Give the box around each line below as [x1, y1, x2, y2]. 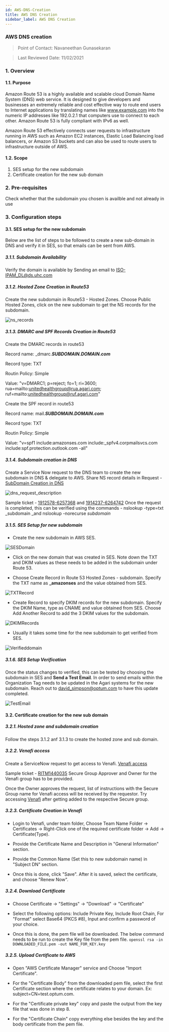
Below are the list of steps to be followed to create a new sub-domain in [5, 237, 155, 244]
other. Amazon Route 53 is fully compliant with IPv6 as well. [5, 117, 130, 124]
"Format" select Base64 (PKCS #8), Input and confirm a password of [12, 916, 156, 922]
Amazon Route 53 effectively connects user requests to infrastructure [5, 127, 150, 134]
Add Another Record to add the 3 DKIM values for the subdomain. [12, 611, 150, 617]
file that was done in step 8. [12, 1006, 71, 1012]
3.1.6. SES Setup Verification [5, 656, 67, 662]
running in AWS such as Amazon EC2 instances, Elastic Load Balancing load [5, 133, 164, 139]
